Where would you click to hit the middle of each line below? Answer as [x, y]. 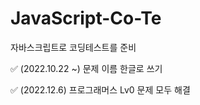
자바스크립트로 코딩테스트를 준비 [73, 47]
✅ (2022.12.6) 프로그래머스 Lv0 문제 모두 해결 [100, 89]
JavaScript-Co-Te [86, 18]
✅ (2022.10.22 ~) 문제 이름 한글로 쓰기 [86, 68]
